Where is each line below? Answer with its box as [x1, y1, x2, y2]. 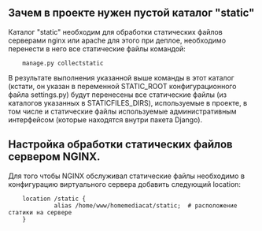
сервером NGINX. [8, 150, 101, 164]
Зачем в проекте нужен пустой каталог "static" [8, 6, 255, 20]
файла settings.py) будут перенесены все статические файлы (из [8, 90, 227, 99]
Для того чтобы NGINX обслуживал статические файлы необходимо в [8, 171, 245, 181]
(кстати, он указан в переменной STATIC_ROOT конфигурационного [8, 81, 237, 91]
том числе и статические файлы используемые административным [8, 106, 237, 116]
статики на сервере [8, 208, 72, 216]
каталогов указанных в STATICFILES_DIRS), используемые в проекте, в [8, 98, 248, 107]
